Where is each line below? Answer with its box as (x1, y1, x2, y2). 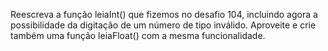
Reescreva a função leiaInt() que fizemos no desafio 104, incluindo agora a (10, 9, 318, 20)
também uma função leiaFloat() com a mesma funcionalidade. (10, 30, 266, 41)
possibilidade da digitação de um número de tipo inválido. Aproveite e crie (10, 19, 317, 31)
